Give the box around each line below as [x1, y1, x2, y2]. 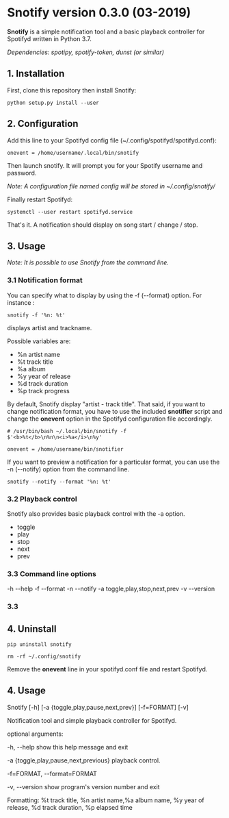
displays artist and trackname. [7, 323, 92, 332]
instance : [7, 298, 35, 306]
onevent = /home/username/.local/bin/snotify [7, 149, 139, 156]
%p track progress [16, 386, 70, 395]
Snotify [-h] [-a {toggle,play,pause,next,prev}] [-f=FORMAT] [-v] [7, 703, 189, 711]
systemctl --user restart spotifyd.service [7, 208, 133, 215]
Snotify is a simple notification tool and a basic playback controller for [7, 27, 205, 36]
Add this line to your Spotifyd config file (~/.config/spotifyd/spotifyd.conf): [7, 136, 217, 145]
